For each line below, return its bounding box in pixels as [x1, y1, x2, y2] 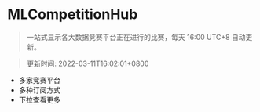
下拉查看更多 [18, 95, 60, 104]
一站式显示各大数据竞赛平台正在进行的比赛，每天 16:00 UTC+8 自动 [26, 32, 246, 42]
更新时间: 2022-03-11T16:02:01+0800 [26, 59, 149, 68]
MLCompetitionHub [7, 5, 138, 23]
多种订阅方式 [18, 85, 60, 95]
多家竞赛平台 [18, 75, 60, 85]
